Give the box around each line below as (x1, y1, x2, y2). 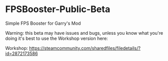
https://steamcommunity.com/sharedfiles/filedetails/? (29, 45, 141, 51)
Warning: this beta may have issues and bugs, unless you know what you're (5, 30, 163, 36)
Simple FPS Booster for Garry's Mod (5, 20, 81, 26)
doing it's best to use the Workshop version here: (5, 35, 108, 41)
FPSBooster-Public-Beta (5, 4, 110, 15)
